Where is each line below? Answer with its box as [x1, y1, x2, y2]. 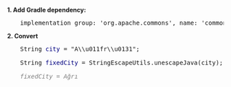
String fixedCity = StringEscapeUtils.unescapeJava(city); [20, 59, 223, 66]
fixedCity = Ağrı [20, 73, 78, 80]
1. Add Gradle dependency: [7, 6, 87, 14]
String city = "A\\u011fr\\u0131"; [20, 45, 140, 53]
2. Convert [7, 32, 38, 40]
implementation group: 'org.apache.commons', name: [20, 19, 198, 27]
